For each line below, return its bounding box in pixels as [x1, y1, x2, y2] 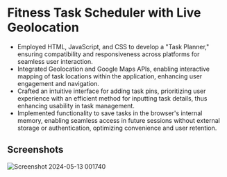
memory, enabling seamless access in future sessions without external [17, 116, 220, 124]
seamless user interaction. [17, 57, 93, 65]
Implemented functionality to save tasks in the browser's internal [17, 109, 203, 117]
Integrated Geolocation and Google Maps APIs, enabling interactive [17, 65, 210, 73]
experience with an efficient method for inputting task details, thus [17, 94, 208, 102]
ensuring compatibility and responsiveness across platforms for [17, 50, 200, 58]
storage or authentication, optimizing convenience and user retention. [17, 124, 217, 132]
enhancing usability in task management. [17, 101, 135, 110]
